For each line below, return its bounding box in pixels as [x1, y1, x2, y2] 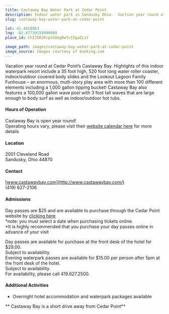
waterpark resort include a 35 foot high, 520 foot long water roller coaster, [5, 68, 159, 74]
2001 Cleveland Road [5, 151, 49, 157]
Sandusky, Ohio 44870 [5, 157, 53, 163]
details [5, 128, 19, 134]
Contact [5, 168, 23, 174]
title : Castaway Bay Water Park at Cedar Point [5, 7, 107, 13]
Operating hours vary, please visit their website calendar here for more [5, 123, 152, 129]
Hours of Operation [5, 106, 46, 112]
